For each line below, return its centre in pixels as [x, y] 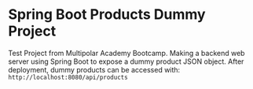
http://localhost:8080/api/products [68, 77]
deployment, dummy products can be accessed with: [94, 69]
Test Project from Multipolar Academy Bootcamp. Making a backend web [126, 53]
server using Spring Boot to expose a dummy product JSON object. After [126, 61]
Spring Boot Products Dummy [107, 15]
